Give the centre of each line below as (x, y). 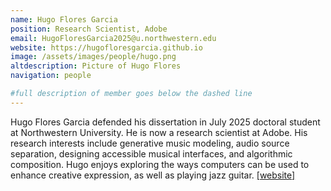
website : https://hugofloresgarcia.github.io (106, 47)
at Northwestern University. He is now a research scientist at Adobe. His (159, 132)
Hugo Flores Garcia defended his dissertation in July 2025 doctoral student (165, 122)
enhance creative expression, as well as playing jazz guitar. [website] (153, 175)
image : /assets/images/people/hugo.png (93, 57)
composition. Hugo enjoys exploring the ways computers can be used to (160, 164)
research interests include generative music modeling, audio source (150, 143)
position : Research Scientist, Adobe (89, 29)
